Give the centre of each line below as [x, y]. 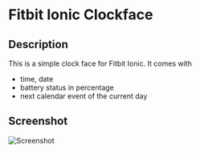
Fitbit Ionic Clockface [81, 15]
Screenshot [38, 121]
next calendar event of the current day [84, 96]
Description [38, 44]
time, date [37, 79]
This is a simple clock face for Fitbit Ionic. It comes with [100, 63]
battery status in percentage [67, 87]
